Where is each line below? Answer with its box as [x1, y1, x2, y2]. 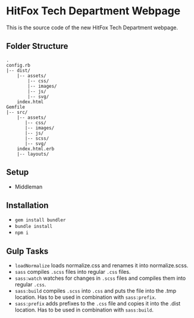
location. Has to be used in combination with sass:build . [14, 306, 154, 314]
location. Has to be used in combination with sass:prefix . [14, 294, 157, 301]
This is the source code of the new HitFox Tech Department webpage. [6, 24, 179, 31]
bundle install [14, 224, 53, 230]
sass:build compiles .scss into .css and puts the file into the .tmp [14, 288, 177, 295]
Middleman [14, 183, 43, 190]
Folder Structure [6, 41, 68, 51]
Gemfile [6, 104, 26, 110]
